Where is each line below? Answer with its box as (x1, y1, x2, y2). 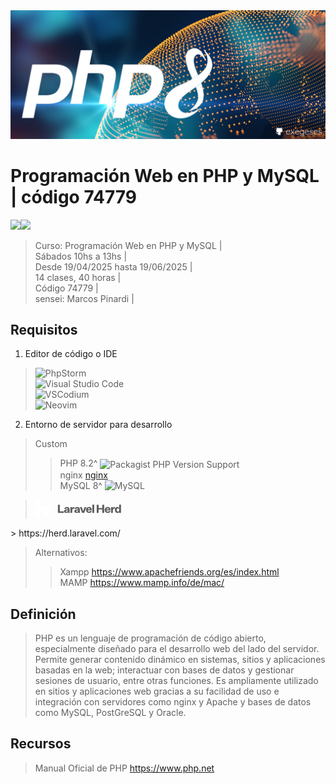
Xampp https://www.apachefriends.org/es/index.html (59, 566, 280, 578)
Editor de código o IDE (24, 348, 118, 360)
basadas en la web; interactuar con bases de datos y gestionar (34, 664, 295, 676)
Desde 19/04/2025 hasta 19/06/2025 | (34, 260, 193, 273)
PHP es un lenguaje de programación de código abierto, (34, 632, 267, 644)
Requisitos (10, 322, 78, 339)
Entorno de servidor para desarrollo (24, 419, 173, 431)
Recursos (10, 735, 72, 753)
